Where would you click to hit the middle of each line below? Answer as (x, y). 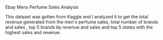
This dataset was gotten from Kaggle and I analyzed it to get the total (77, 17)
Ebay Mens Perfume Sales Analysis (42, 7)
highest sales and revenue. (33, 32)
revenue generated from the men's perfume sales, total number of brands (82, 22)
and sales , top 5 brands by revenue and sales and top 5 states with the (79, 27)
